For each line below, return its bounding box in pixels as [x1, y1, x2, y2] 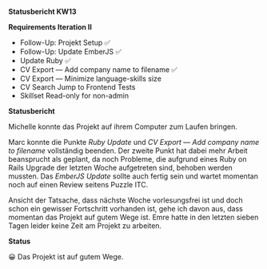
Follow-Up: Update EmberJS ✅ [19, 47, 122, 56]
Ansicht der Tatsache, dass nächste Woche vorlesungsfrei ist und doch [8, 195, 244, 205]
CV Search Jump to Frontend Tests [19, 82, 136, 91]
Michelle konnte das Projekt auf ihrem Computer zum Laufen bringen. [8, 122, 238, 131]
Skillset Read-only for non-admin [19, 91, 130, 100]
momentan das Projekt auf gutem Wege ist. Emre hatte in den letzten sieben [8, 212, 259, 222]
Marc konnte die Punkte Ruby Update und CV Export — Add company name [8, 138, 260, 147]
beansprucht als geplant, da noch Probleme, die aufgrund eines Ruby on [8, 155, 247, 163]
